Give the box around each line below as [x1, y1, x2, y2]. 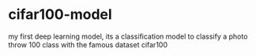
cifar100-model [8, 6, 112, 24]
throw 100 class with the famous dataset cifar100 [8, 39, 168, 49]
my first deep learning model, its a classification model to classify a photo [8, 32, 248, 41]
